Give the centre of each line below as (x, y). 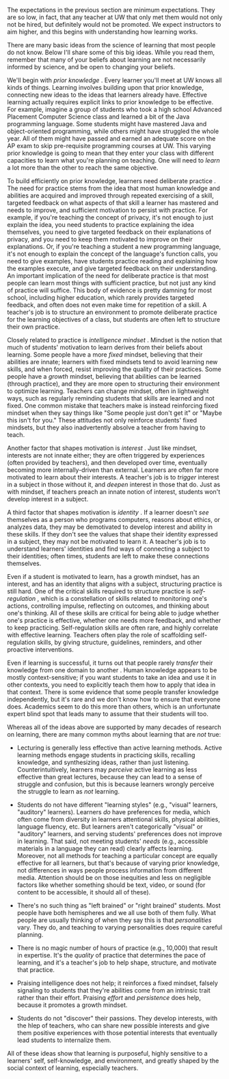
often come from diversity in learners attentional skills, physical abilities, (118, 819)
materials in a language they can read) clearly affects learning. (105, 849)
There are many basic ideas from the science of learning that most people (111, 45)
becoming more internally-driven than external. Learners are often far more (113, 470)
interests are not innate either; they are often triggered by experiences (106, 455)
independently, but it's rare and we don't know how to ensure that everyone (114, 699)
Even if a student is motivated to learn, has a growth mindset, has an (104, 577)
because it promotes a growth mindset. (72, 1005)
